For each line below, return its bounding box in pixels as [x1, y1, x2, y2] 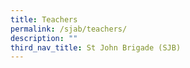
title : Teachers [10, 14, 78, 25]
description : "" [10, 33, 78, 43]
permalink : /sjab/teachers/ [10, 24, 128, 34]
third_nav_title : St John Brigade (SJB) [10, 42, 182, 53]
